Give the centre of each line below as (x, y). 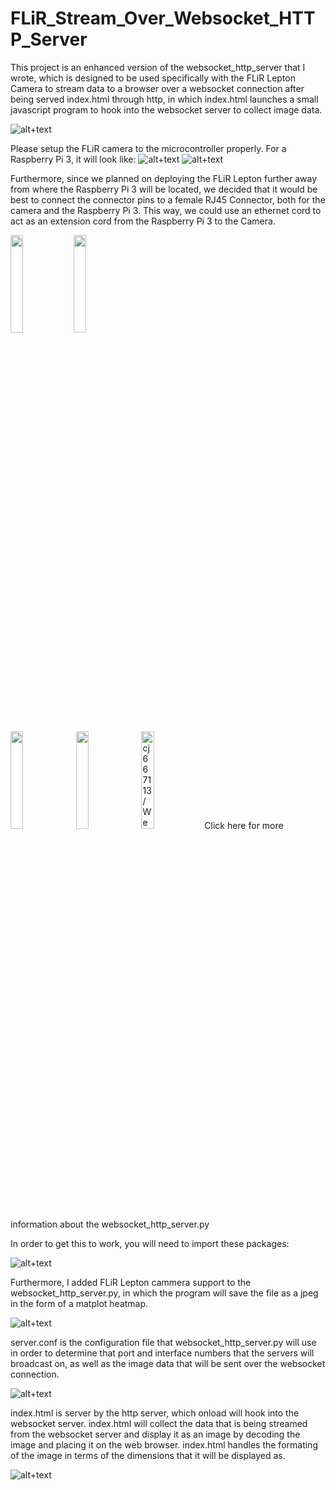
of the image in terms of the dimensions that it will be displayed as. (148, 1455)
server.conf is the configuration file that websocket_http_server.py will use (163, 1342)
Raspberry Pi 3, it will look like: (73, 159)
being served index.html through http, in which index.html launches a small (164, 99)
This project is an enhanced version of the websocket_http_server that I (158, 67)
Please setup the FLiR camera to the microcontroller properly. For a (148, 148)
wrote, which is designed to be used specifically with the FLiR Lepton (153, 78)
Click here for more (244, 825)
